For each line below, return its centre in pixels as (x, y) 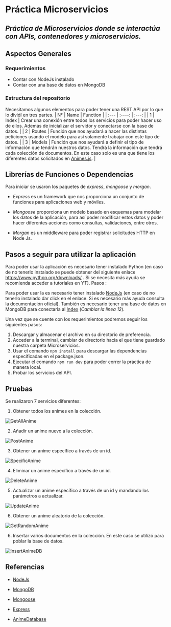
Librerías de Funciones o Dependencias (69, 174)
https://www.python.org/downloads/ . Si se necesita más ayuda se (75, 278)
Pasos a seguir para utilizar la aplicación (71, 254)
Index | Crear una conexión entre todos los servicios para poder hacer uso (83, 120)
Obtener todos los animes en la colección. (57, 411)
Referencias (25, 567)
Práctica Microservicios (57, 9)
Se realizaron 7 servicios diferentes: (43, 401)
